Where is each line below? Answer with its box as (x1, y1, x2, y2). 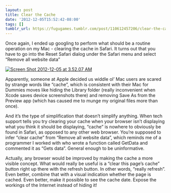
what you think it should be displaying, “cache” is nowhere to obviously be (5, 124, 161, 130)
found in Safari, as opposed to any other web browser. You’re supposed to (5, 129, 161, 135)
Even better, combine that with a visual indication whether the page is (5, 171, 151, 178)
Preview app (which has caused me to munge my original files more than (5, 98, 158, 104)
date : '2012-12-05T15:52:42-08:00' (5, 17, 81, 22)
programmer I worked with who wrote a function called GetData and (5, 140, 148, 146)
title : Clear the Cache (5, 12, 56, 17)
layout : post (5, 7, 33, 13)
